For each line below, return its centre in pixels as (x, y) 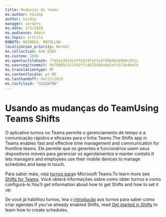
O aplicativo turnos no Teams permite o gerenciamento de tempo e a (75, 133)
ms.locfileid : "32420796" (32, 83)
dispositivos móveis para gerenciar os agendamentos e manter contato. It (80, 153)
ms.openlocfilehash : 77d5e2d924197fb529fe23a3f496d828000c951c (72, 61)
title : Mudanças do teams (32, 10)
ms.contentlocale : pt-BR (31, 74)
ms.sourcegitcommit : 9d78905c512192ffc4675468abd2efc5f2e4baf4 (72, 65)
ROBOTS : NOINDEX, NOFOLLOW (33, 42)
